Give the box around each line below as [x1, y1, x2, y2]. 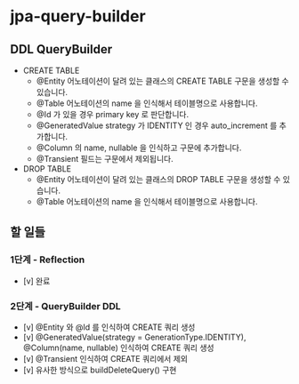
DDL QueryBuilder [10, 42, 113, 57]
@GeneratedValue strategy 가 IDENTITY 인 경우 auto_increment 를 [36, 120, 278, 131]
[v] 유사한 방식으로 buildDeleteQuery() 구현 [22, 364, 177, 375]
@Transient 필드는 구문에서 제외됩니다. [36, 154, 174, 164]
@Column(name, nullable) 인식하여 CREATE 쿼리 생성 [22, 342, 214, 353]
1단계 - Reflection [10, 253, 85, 266]
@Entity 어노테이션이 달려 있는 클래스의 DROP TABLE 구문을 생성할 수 [36, 174, 281, 184]
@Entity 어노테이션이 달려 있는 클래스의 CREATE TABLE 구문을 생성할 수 [36, 76, 289, 86]
